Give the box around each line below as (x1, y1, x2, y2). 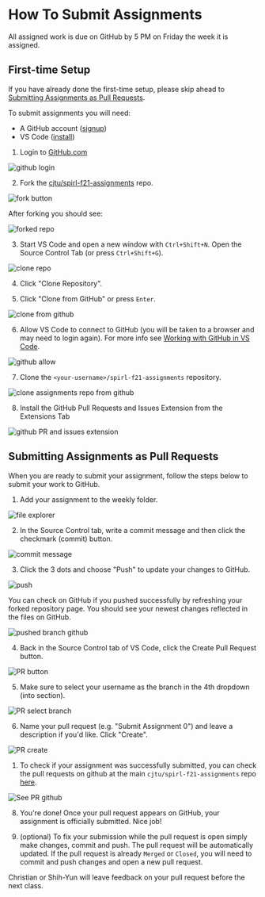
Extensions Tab (19, 411, 70, 421)
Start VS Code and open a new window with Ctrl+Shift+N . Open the (19, 240, 242, 249)
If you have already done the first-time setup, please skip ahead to (8, 84, 225, 94)
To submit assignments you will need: (8, 108, 131, 117)
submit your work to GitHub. (8, 479, 100, 489)
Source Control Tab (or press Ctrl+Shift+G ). (19, 247, 164, 257)
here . (19, 777, 37, 787)
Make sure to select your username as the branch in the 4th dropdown (19, 682, 251, 692)
